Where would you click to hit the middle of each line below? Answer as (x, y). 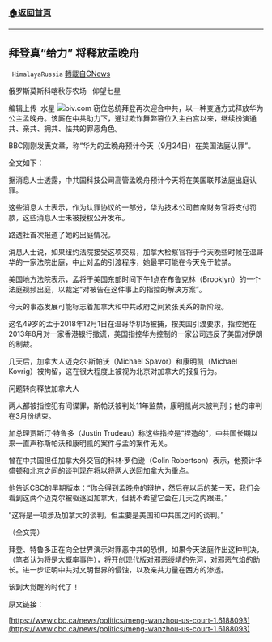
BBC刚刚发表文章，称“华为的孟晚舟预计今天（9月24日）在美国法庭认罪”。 (132, 146)
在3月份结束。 (32, 416)
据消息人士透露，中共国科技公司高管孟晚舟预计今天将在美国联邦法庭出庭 (129, 181)
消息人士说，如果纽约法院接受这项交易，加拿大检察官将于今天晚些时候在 (129, 252)
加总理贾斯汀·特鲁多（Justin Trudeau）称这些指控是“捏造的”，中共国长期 (130, 433)
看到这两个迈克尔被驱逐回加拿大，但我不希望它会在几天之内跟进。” (118, 498)
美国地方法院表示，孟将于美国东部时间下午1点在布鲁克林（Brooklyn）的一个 (134, 279)
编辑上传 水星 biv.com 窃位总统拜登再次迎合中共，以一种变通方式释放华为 (136, 108)
